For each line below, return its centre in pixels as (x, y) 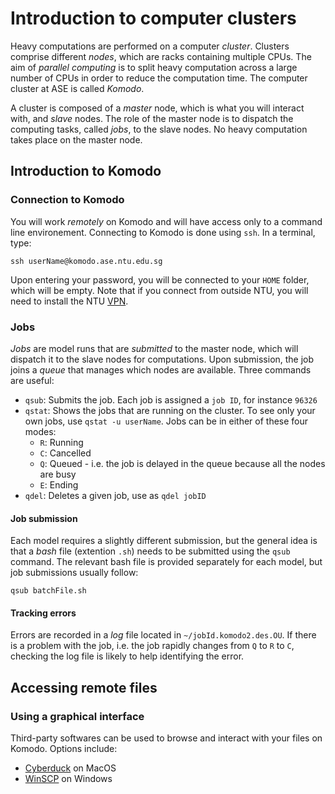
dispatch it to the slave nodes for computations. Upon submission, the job (162, 359)
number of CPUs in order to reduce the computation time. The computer (159, 78)
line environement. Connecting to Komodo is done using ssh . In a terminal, (163, 232)
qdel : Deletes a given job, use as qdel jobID (115, 495)
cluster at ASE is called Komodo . (77, 88)
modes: (40, 431)
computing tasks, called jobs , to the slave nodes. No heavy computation (159, 129)
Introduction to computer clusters (153, 18)
